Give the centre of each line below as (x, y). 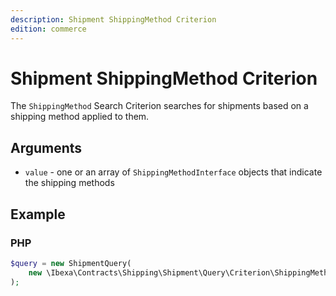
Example (38, 214)
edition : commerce (48, 29)
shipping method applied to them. (80, 117)
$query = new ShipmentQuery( (71, 263)
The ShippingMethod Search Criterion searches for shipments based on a (159, 106)
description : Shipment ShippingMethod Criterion (113, 19)
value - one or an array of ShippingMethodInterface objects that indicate (173, 172)
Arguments (46, 147)
